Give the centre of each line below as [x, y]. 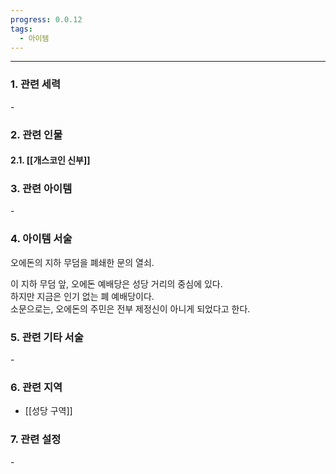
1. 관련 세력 [35, 84]
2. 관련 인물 [36, 134]
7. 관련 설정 [36, 439]
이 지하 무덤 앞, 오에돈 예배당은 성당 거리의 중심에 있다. [116, 283]
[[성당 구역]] [48, 411]
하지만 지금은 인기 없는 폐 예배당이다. [82, 296]
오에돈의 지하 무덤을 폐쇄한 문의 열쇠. [82, 262]
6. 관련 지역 [36, 387]
